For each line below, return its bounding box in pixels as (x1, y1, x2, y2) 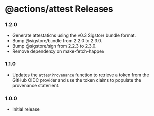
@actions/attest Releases (5, 3, 114, 15)
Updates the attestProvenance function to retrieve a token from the (12, 72, 150, 78)
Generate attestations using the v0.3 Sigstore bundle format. (12, 32, 136, 38)
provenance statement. (12, 82, 60, 88)
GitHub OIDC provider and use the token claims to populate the (12, 77, 141, 83)
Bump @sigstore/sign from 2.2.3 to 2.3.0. (12, 43, 97, 49)
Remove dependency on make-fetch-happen (12, 48, 104, 54)
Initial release (12, 106, 40, 112)
